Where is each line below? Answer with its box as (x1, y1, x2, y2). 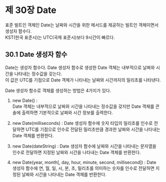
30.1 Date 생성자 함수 (5, 50, 68, 59)
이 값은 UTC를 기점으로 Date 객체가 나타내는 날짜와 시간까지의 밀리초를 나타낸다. (5, 77, 161, 83)
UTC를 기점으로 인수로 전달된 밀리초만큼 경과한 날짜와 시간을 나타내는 (25, 126, 161, 132)
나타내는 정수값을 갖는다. (14, 71, 62, 77)
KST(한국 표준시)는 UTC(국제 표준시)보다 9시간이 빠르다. (5, 34, 115, 40)
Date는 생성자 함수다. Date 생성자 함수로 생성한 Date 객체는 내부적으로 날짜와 (5, 64, 155, 70)
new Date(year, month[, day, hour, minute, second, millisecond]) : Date (12, 159, 157, 165)
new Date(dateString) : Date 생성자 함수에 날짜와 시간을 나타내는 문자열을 (12, 143, 157, 149)
